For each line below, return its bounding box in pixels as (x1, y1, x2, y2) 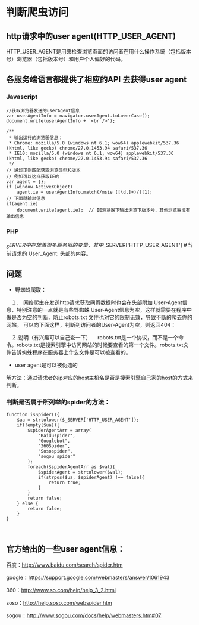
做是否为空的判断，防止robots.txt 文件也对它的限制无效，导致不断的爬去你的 (6, 314, 193, 321)
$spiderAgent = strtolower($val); (37, 469, 124, 475)
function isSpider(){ (6, 411, 60, 417)
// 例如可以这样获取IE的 (6, 174, 59, 180)
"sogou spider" (37, 453, 76, 459)
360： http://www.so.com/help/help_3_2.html (6, 586, 116, 593)
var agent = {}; (6, 178, 46, 185)
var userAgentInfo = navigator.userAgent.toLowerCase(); (6, 113, 150, 119)
